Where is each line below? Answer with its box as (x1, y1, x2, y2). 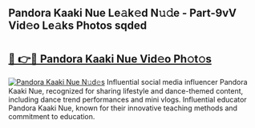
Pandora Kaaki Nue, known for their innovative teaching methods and (8, 103, 238, 113)
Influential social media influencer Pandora (107, 78, 248, 86)
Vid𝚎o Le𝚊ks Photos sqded (8, 19, 148, 33)
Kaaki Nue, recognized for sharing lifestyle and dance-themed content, (8, 86, 244, 95)
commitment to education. (8, 112, 95, 121)
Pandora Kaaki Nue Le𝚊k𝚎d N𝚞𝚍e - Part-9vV (8, 6, 237, 20)
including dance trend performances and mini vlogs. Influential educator (8, 95, 247, 104)
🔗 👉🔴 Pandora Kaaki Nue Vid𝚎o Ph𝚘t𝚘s (8, 52, 212, 66)
